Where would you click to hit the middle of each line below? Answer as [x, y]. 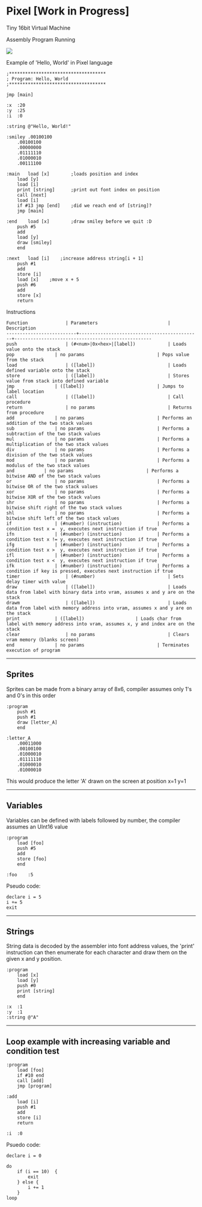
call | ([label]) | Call [95, 396]
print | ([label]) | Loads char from [94, 619]
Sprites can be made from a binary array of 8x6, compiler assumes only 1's [99, 689]
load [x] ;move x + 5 [48, 279]
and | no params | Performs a [93, 471]
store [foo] [32, 859]
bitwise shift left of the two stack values [63, 518]
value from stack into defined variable [58, 381]
